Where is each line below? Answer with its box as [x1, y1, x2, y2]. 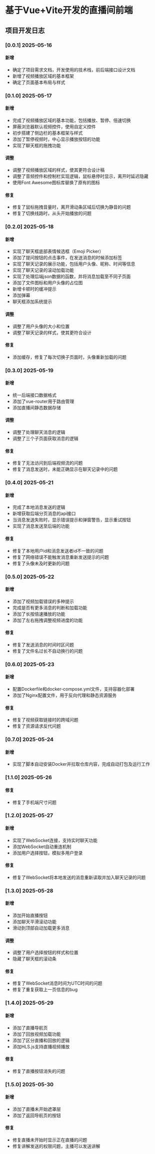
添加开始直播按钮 [12, 912, 48, 918]
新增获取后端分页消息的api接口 [12, 510, 76, 516]
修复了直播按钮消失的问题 [12, 1068, 65, 1074]
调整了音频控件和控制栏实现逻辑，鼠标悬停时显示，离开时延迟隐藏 [12, 173, 148, 179]
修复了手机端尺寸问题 [12, 799, 56, 805]
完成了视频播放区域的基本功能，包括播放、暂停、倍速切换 [12, 117, 131, 123]
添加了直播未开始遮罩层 [12, 1106, 61, 1112]
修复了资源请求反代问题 [12, 723, 61, 729]
